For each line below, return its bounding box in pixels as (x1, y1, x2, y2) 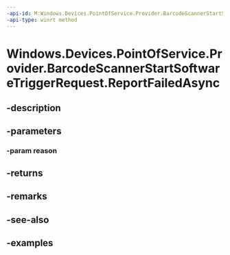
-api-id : (6, 10, 32, 17)
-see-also (6, 214, 49, 226)
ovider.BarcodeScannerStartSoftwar (6, 60, 220, 76)
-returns (6, 167, 43, 179)
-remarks (6, 191, 47, 202)
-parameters (6, 125, 62, 137)
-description (6, 102, 61, 114)
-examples (6, 237, 54, 249)
